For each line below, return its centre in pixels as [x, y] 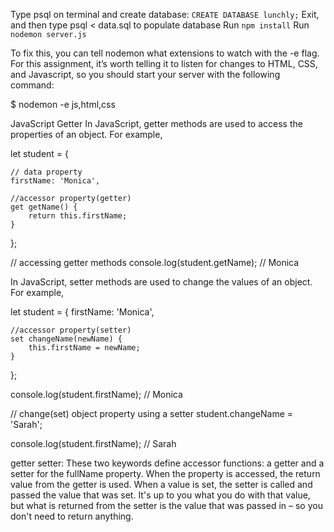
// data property [46, 172]
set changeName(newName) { [66, 339]
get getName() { [44, 207]
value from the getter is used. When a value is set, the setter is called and [161, 484]
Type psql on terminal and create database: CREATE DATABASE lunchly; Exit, [165, 14]
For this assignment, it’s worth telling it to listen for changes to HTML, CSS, [164, 63]
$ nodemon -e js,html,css [63, 104]
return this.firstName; [78, 216]
